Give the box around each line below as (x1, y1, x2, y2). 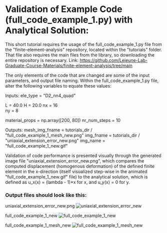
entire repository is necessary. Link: (5, 57, 79, 63)
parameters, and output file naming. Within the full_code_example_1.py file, (5, 77, 159, 83)
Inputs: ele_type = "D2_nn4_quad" (5, 92, 76, 98)
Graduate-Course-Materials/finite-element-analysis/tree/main (5, 62, 132, 68)
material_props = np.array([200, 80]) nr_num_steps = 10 (5, 117, 121, 123)
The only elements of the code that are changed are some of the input (5, 72, 150, 78)
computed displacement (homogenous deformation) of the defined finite (5, 163, 155, 169)
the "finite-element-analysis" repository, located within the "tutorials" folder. (5, 46, 162, 52)
